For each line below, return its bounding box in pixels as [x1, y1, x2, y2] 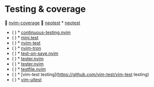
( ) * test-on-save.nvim [11, 50, 59, 56]
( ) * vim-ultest [11, 77, 42, 83]
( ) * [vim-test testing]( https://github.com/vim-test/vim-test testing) [11, 71, 150, 77]
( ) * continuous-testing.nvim [11, 29, 71, 35]
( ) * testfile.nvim [11, 66, 46, 72]
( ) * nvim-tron [11, 45, 42, 51]
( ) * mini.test [11, 35, 39, 41]
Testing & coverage [4, 3, 86, 15]
